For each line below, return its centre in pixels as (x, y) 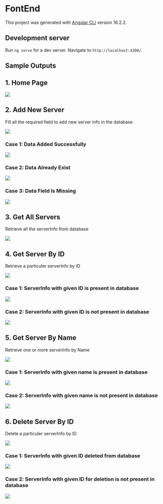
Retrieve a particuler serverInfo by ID (43, 266)
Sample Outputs (31, 66)
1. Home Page (27, 83)
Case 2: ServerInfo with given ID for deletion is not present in (80, 479)
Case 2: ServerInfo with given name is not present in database (81, 395)
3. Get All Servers (33, 217)
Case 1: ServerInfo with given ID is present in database (72, 288)
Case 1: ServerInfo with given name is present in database (76, 372)
